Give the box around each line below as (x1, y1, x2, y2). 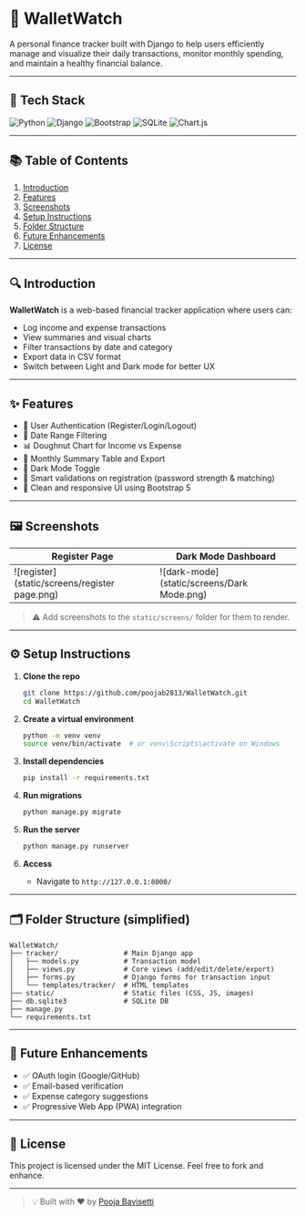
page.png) (14, 588, 59, 601)
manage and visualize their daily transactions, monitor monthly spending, (9, 47, 284, 58)
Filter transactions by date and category (22, 342, 173, 353)
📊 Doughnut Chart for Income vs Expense (22, 440, 182, 451)
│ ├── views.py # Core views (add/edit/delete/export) (9, 964, 275, 974)
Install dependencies (22, 756, 105, 767)
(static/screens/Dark (159, 577, 249, 589)
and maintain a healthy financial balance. (9, 57, 163, 68)
